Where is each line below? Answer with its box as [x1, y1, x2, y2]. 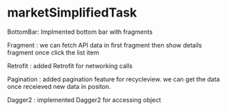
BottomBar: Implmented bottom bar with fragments [7, 28, 153, 36]
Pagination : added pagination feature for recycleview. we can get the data [7, 74, 220, 83]
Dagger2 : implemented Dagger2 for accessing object [7, 95, 162, 104]
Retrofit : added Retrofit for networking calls [7, 61, 133, 70]
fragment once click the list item [7, 48, 99, 57]
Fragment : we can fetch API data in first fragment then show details [7, 41, 203, 49]
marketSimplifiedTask [7, 5, 137, 21]
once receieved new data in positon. [7, 82, 111, 90]
